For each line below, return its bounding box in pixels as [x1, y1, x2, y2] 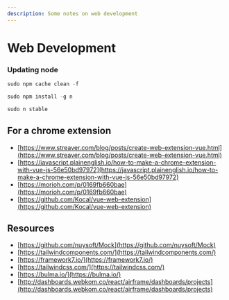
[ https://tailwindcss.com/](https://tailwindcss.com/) [17, 263, 165, 272]
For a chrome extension [7, 125, 112, 137]
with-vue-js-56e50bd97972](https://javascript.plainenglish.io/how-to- [17, 165, 219, 174]
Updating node [7, 65, 59, 74]
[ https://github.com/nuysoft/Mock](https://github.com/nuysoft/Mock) [17, 241, 217, 249]
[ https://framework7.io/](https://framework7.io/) [17, 256, 153, 264]
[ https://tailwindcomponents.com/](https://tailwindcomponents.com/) [17, 248, 217, 257]
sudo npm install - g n [7, 93, 73, 100]
